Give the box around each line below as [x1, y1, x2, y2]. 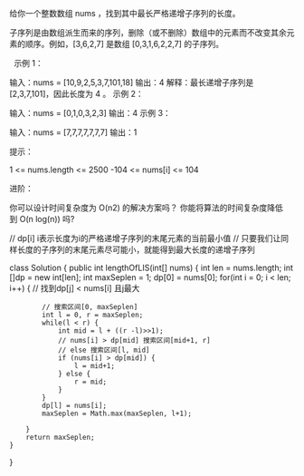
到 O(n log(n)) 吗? [9, 214, 75, 224]
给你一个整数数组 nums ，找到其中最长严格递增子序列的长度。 [9, 8, 242, 18]
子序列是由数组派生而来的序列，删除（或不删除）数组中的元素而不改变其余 [9, 27, 287, 38]
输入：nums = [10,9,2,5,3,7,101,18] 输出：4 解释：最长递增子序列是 [9, 77, 254, 88]
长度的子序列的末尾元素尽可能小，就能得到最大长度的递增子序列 [16, 244, 255, 255]
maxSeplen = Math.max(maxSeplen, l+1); [42, 409, 193, 418]
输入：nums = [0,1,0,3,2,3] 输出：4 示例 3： [9, 108, 172, 118]
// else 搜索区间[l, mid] [57, 345, 151, 355]
